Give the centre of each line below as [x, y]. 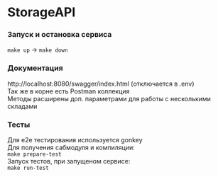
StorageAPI [42, 12]
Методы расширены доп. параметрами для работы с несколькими [109, 98]
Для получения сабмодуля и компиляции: [71, 148]
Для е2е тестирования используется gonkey [75, 140]
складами [22, 106]
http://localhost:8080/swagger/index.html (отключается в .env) [101, 84]
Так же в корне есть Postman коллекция [69, 91]
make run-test [28, 168]
